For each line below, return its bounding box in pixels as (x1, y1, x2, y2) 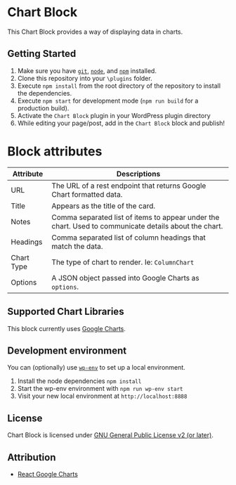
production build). (17, 103, 70, 112)
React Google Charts (17, 470, 79, 478)
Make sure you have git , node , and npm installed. (17, 66, 157, 75)
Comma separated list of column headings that (51, 233, 206, 242)
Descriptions (116, 169, 161, 179)
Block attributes (7, 143, 103, 159)
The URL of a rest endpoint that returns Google (51, 181, 206, 190)
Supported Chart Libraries (7, 306, 124, 318)
